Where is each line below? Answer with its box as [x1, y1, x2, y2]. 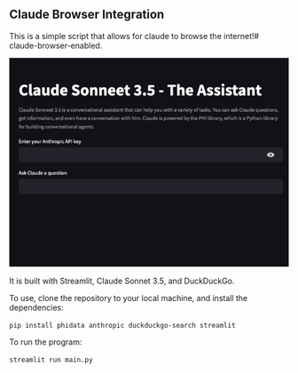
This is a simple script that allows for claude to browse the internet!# [9, 30, 260, 41]
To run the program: [9, 337, 82, 347]
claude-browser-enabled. [9, 40, 103, 51]
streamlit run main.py [9, 355, 93, 365]
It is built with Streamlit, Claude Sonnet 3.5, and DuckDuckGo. [9, 275, 235, 287]
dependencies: [9, 302, 64, 313]
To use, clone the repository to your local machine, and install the [9, 293, 248, 304]
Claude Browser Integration [9, 7, 165, 22]
